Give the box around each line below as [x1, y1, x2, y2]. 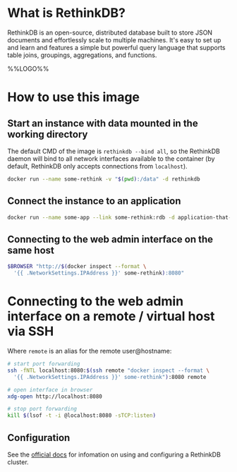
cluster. [7, 457, 30, 466]
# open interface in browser [7, 386, 93, 393]
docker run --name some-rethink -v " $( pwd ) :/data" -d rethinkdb [7, 175, 200, 183]
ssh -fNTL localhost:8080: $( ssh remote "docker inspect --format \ [7, 367, 210, 374]
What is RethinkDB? [7, 5, 126, 21]
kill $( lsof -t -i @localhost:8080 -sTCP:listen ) [7, 412, 157, 419]
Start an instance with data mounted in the [7, 117, 199, 129]
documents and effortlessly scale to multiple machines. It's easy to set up [7, 35, 221, 44]
